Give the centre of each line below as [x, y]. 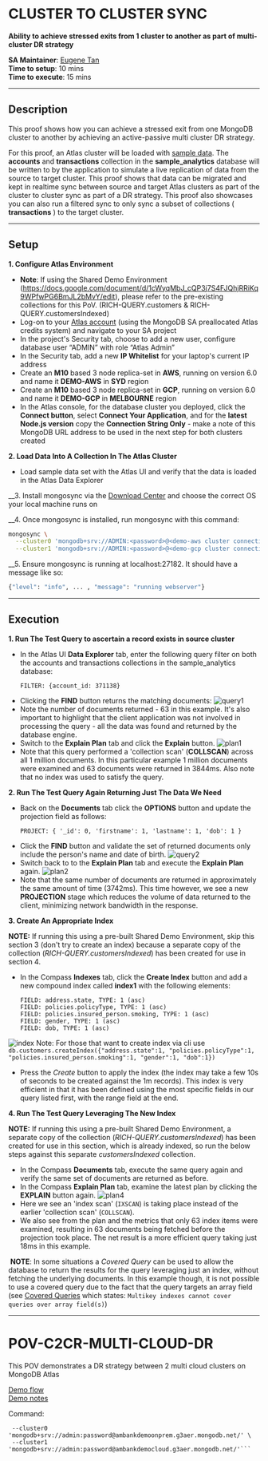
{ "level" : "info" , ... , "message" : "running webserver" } [106, 588]
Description [38, 110]
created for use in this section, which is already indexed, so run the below [130, 1146]
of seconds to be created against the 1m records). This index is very [132, 1081]
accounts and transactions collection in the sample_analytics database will [134, 161]
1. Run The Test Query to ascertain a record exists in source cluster [122, 639]
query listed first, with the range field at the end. [99, 1098]
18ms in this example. [55, 1245]
